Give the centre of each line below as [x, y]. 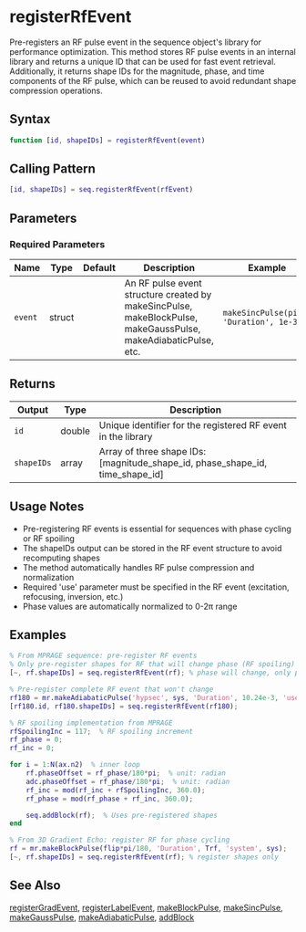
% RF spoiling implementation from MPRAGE [91, 723]
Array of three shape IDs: [153, 451]
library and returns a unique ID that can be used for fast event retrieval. [143, 61]
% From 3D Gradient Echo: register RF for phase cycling [120, 840]
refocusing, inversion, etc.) [73, 596]
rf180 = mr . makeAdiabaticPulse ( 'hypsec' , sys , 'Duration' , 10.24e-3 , [144, 697]
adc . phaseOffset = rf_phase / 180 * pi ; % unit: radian [128, 781]
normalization [48, 577]
